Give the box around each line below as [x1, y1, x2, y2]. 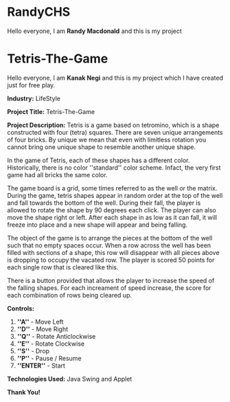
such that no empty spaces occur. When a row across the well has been [7, 241, 211, 249]
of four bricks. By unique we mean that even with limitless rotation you [7, 135, 207, 144]
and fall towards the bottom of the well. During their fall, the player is [7, 199, 201, 207]
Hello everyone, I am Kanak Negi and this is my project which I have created [7, 74, 223, 82]
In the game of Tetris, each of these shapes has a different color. [7, 156, 190, 164]
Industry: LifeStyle [7, 94, 60, 102]
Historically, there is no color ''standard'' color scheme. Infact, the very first [7, 163, 221, 172]
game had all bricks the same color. [7, 170, 108, 179]
